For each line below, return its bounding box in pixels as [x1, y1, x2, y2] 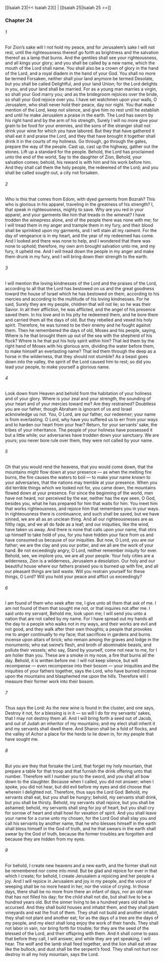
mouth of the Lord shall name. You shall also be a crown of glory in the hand [5, 65, 159, 71]
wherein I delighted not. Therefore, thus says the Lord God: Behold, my [5, 789, 148, 795]
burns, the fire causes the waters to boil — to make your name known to [5, 474, 151, 480]
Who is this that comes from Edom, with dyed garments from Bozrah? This [5, 196, 155, 202]
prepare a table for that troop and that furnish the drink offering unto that [5, 768, 152, 774]
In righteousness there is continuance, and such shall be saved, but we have [5, 511, 159, 516]
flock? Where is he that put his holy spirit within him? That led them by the [5, 337, 154, 344]
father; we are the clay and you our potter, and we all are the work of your [5, 542, 154, 548]
